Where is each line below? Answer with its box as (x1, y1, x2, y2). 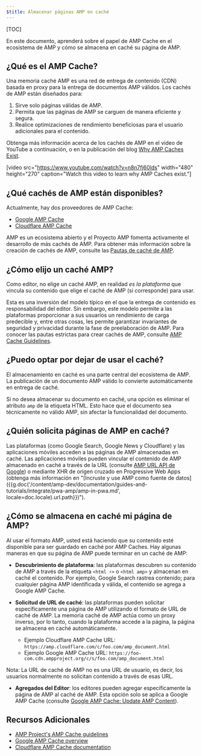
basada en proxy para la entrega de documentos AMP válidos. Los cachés (6, 84, 191, 91)
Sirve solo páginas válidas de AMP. (14, 102, 103, 109)
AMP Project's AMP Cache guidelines (14, 731, 109, 738)
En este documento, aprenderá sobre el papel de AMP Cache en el (6, 37, 172, 44)
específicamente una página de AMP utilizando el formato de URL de (14, 605, 187, 612)
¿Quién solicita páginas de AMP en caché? (6, 426, 170, 436)
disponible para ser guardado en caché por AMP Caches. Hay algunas (6, 543, 181, 550)
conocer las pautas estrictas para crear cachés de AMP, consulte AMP (6, 331, 182, 338)
